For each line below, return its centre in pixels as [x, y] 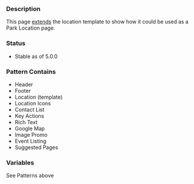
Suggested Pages [36, 147]
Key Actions [29, 116]
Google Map [30, 128]
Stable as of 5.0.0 [36, 56]
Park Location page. [31, 28]
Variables [20, 163]
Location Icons [33, 103]
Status [16, 43]
